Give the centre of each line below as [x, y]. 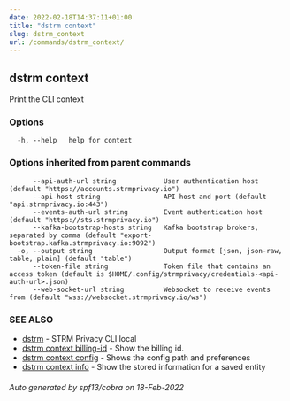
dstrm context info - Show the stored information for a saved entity [144, 366]
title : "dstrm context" [53, 26]
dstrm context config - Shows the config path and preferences [136, 357]
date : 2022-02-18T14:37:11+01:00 [71, 17]
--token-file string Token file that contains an [152, 266]
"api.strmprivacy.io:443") [59, 204]
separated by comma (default [63, 235]
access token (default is [57, 274]
